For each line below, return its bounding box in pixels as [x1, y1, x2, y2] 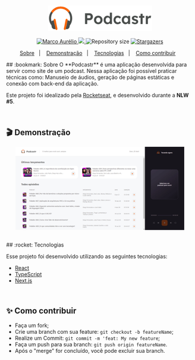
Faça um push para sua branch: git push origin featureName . [14, 340, 168, 348]
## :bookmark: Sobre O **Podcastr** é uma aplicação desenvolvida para [6, 61, 187, 68]
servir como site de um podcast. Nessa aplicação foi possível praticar [6, 67, 177, 74]
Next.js [14, 277, 33, 284]
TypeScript [14, 270, 42, 278]
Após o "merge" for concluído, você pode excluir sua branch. [14, 347, 165, 354]
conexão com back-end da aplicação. [6, 80, 99, 87]
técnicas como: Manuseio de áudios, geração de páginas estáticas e [6, 73, 174, 81]
